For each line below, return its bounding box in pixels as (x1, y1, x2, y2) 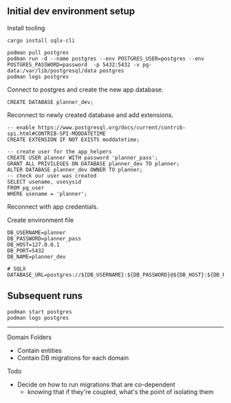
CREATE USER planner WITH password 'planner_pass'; (7, 154, 158, 161)
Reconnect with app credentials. (7, 203, 99, 211)
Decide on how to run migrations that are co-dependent (16, 380, 175, 389)
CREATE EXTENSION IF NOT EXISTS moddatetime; (7, 136, 140, 143)
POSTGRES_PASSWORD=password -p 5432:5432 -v (7, 61, 140, 68)
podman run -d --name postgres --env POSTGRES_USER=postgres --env (7, 55, 205, 62)
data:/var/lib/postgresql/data (7, 67, 97, 74)
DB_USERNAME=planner (7, 229, 67, 236)
